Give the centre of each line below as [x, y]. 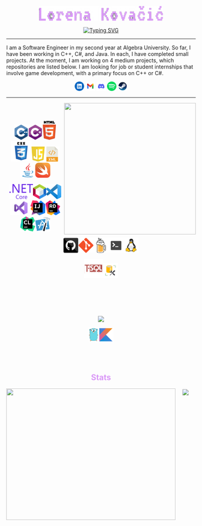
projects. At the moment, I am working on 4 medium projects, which [90, 60]
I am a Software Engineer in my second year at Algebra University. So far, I [99, 47]
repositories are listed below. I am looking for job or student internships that [100, 67]
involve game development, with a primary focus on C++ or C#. [85, 73]
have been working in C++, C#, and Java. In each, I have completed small [97, 54]
